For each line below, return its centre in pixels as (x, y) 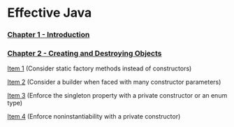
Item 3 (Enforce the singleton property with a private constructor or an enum (117, 96)
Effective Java (50, 13)
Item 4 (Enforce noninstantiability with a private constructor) (94, 117)
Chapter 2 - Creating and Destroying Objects (85, 54)
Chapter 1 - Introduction (49, 35)
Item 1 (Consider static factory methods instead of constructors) (100, 68)
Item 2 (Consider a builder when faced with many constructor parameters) (114, 82)
